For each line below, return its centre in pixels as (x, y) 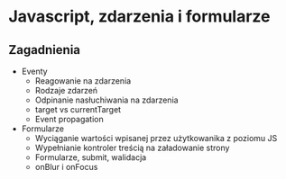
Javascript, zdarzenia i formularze (139, 17)
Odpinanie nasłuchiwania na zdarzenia (106, 100)
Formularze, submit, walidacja (91, 157)
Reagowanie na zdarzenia (83, 81)
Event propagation (69, 119)
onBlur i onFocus (66, 167)
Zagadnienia (45, 50)
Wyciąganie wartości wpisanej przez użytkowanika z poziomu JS (156, 138)
